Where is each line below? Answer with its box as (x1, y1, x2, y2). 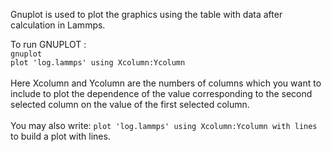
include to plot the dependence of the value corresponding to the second (10, 88, 313, 99)
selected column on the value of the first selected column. (10, 99, 250, 110)
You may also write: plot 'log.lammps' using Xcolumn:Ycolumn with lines (10, 120, 318, 131)
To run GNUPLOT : (10, 39, 87, 50)
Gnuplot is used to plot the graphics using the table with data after (10, 9, 283, 20)
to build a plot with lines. (10, 130, 111, 142)
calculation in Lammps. (10, 19, 106, 31)
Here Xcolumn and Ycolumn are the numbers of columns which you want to (10, 77, 322, 89)
